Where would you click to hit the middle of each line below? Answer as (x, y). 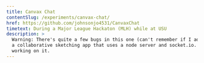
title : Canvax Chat (31, 12)
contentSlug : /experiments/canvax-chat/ (58, 17)
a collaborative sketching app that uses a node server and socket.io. (104, 46)
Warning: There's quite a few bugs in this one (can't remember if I (101, 40)
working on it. (31, 51)
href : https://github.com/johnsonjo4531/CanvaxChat (73, 23)
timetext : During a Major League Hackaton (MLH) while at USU (87, 28)
